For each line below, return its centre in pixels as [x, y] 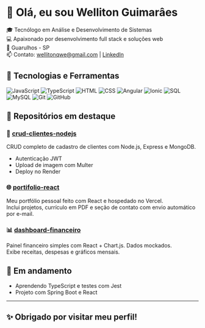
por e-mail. [20, 213]
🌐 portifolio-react [33, 187]
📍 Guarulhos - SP [28, 48]
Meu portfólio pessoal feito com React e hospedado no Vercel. [85, 201]
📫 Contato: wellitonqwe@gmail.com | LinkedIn [65, 54]
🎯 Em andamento [39, 271]
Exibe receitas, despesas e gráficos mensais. [63, 252]
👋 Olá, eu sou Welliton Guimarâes [92, 12]
